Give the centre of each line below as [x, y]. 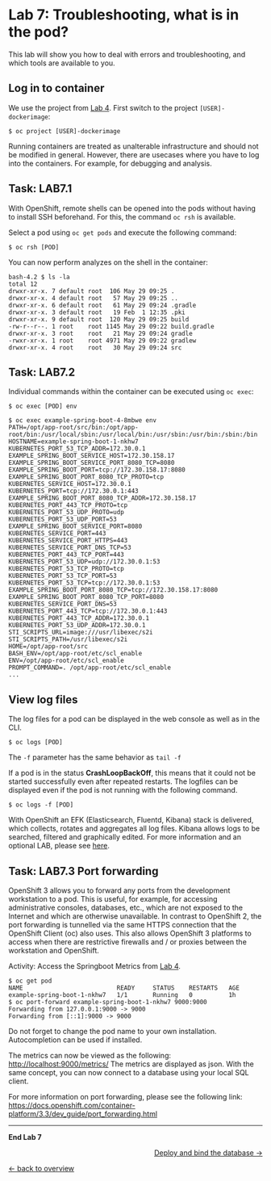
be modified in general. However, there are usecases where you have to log [134, 154]
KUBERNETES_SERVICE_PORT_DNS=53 [63, 604]
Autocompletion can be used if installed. [75, 1040]
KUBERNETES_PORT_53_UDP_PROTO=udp [67, 513]
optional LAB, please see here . [59, 846]
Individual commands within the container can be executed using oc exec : [131, 392]
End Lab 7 [25, 1137]
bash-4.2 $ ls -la [39, 277]
